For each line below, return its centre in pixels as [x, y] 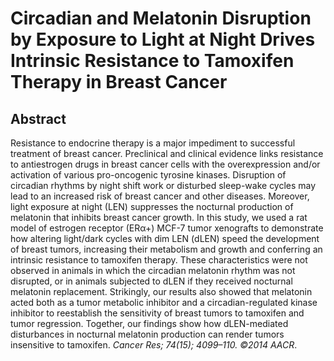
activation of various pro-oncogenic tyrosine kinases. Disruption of [148, 175]
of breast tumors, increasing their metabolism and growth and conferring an [166, 249]
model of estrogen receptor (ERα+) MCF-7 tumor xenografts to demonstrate [167, 228]
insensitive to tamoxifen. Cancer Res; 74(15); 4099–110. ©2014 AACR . [154, 345]
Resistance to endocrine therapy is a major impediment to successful [153, 143]
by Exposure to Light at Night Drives [163, 39]
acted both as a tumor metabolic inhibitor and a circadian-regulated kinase [164, 302]
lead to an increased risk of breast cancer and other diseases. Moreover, [160, 196]
